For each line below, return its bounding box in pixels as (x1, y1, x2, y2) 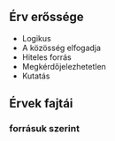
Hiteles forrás (21, 51, 73, 63)
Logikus (21, 33, 51, 43)
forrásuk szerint (9, 122, 80, 135)
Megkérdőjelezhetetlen (21, 61, 106, 71)
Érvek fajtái (9, 96, 73, 111)
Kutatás (21, 70, 50, 81)
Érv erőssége (9, 10, 84, 25)
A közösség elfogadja (21, 42, 102, 53)
